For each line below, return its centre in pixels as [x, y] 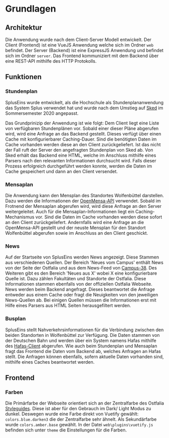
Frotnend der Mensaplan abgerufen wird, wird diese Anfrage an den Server [83, 206]
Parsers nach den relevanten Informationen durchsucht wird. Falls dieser [81, 160]
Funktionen [23, 77]
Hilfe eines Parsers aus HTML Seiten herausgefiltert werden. [68, 305]
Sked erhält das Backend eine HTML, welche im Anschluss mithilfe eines [81, 155]
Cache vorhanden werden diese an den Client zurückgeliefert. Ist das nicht [83, 144]
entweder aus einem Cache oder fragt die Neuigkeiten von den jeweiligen [82, 295]
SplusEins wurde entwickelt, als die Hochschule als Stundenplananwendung [84, 102]
